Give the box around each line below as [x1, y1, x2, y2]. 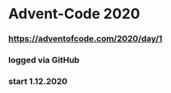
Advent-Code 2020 [8, 5, 141, 23]
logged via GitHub [8, 55, 80, 66]
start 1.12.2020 [8, 76, 68, 87]
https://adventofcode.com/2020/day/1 [8, 33, 163, 45]
